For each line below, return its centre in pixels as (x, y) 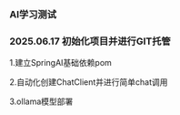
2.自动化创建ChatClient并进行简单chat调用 (89, 82)
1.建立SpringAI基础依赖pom (60, 63)
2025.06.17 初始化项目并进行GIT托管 (90, 41)
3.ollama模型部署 (41, 101)
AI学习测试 (33, 14)
